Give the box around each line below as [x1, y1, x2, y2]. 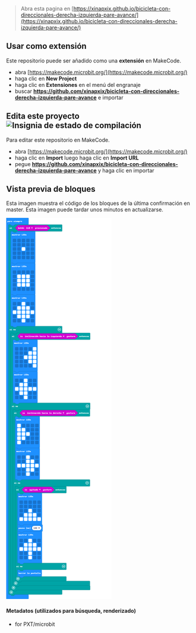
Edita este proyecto [6, 111, 80, 121]
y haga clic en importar [97, 167, 154, 174]
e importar [97, 93, 124, 101]
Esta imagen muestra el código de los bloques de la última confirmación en [6, 199, 190, 207]
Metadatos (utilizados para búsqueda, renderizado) [6, 607, 137, 615]
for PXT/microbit [14, 620, 55, 628]
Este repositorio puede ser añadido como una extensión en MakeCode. [6, 57, 182, 64]
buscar [14, 88, 33, 95]
